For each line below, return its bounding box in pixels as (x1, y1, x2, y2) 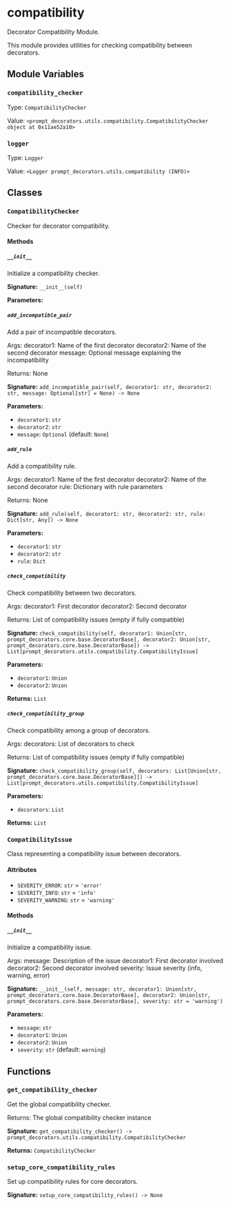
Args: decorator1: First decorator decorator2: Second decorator (7, 602, 187, 611)
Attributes (7, 865, 37, 873)
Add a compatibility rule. (7, 462, 77, 471)
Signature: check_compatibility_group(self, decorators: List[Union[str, (7, 767, 222, 775)
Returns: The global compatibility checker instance (7, 1113, 151, 1122)
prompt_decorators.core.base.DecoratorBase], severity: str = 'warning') (7, 998, 224, 1005)
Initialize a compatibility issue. (7, 943, 92, 951)
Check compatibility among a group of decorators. (7, 726, 151, 735)
